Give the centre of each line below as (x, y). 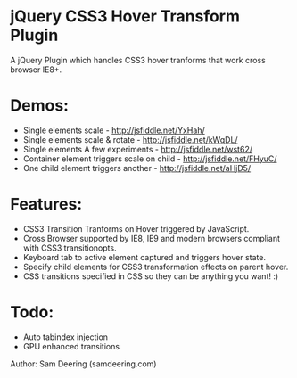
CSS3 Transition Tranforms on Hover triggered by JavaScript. (136, 228)
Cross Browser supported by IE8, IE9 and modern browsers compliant (151, 238)
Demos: (40, 106)
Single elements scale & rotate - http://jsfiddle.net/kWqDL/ (131, 139)
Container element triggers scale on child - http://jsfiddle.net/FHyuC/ (150, 159)
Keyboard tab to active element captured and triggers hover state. (144, 257)
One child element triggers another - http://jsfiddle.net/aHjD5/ (137, 168)
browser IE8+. (36, 70)
